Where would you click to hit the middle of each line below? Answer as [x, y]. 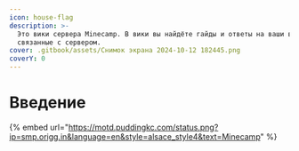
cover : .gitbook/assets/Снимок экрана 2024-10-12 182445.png [125, 51]
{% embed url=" [39, 127]
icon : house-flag [41, 17]
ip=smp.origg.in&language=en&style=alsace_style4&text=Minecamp [135, 136]
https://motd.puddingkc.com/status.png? [143, 127]
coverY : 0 [28, 59]
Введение [48, 103]
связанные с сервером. [59, 42]
